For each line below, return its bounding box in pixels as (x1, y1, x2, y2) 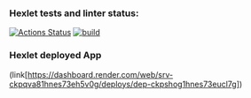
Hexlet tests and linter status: (9, 7, 139, 19)
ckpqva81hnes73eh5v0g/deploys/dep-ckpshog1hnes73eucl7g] (9, 79, 239, 89)
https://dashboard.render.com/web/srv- (27, 69, 174, 79)
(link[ (9, 69, 28, 79)
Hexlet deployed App (9, 49, 102, 62)
